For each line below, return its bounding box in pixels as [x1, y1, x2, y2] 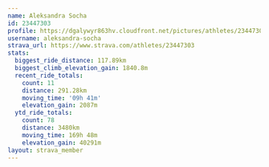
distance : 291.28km [22, 86, 88, 95]
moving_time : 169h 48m [22, 131, 98, 139]
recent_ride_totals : [14, 71, 84, 79]
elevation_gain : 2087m [22, 101, 98, 109]
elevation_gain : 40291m [22, 138, 102, 147]
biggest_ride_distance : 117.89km [14, 57, 127, 65]
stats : [7, 49, 30, 57]
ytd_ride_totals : [14, 109, 73, 117]
